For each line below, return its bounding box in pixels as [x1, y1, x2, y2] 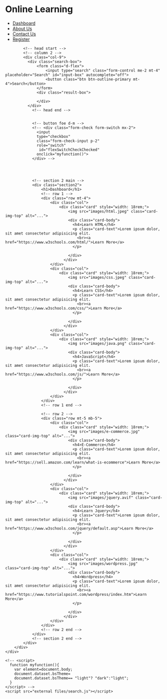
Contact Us [12, 31, 36, 37]
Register [12, 36, 30, 42]
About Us [12, 25, 33, 31]
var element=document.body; [14, 667, 73, 672]
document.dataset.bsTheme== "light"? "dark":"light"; [14, 675, 129, 680]
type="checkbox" [37, 134, 71, 139]
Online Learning [5, 4, 73, 15]
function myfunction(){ [10, 662, 59, 667]
